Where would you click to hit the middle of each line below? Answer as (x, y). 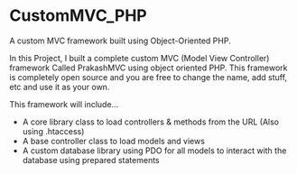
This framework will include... (64, 104)
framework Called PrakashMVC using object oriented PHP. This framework (148, 68)
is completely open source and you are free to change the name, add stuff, (148, 77)
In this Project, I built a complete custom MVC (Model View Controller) (139, 58)
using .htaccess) (53, 131)
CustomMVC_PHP (78, 16)
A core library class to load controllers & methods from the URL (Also (151, 122)
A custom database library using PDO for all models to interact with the (154, 151)
